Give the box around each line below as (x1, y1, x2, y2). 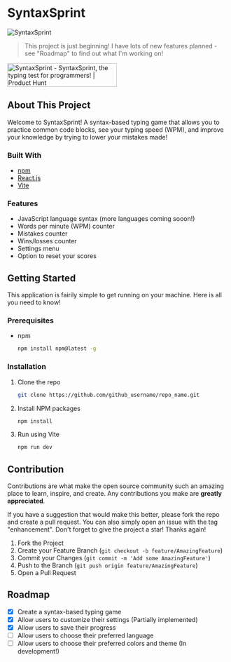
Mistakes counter (17, 229, 68, 238)
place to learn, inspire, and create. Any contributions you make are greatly (7, 489, 223, 498)
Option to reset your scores (17, 252, 97, 260)
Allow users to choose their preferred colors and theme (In (17, 640, 187, 648)
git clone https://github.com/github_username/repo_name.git (17, 391, 200, 398)
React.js (17, 174, 41, 182)
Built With (7, 150, 42, 160)
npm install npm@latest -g (17, 345, 97, 352)
